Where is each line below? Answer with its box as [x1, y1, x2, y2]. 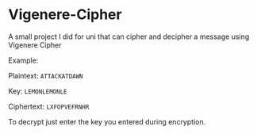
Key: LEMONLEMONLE [8, 86, 67, 96]
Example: [8, 56, 39, 65]
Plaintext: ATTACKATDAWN [8, 71, 83, 80]
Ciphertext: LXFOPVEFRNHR [8, 101, 90, 111]
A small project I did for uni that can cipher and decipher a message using [8, 32, 250, 41]
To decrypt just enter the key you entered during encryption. [8, 117, 206, 126]
